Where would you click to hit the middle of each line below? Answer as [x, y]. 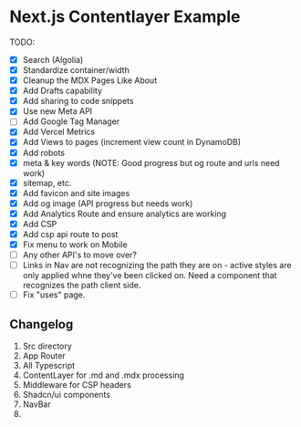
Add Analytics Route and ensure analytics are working [124, 213]
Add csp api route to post [70, 234]
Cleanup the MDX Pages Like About [90, 80]
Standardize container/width [76, 70]
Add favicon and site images [76, 193]
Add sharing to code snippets [78, 101]
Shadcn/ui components [67, 395]
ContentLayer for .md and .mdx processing [104, 375]
